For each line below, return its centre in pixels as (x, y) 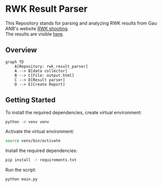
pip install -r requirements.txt (41, 160)
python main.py (22, 179)
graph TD (15, 62)
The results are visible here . (35, 34)
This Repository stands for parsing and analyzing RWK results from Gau (81, 23)
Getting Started (31, 100)
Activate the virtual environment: (40, 132)
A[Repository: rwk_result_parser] (51, 66)
